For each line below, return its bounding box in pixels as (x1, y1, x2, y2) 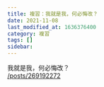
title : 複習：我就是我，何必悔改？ (7, 10, 98, 18)
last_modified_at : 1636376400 (7, 23, 97, 30)
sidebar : (7, 43, 33, 50)
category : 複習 (7, 30, 50, 37)
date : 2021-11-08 (7, 17, 59, 24)
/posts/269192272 (7, 71, 62, 80)
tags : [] (7, 37, 33, 44)
